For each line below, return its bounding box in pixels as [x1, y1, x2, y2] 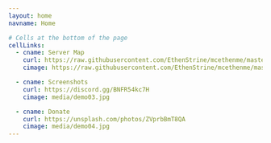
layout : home [8, 11, 52, 20]
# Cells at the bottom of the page [8, 34, 128, 42]
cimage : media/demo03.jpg [23, 93, 110, 101]
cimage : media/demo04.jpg [23, 122, 110, 131]
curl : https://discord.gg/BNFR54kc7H [23, 85, 150, 93]
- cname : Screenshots [15, 78, 89, 86]
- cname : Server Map [15, 49, 85, 57]
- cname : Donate [15, 108, 70, 116]
